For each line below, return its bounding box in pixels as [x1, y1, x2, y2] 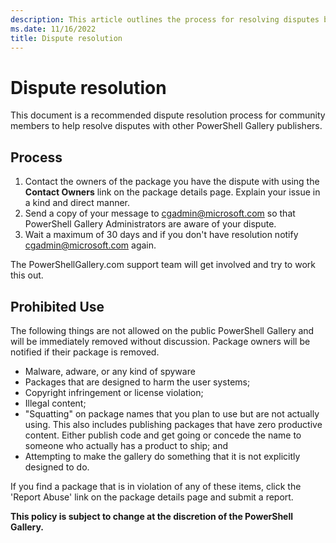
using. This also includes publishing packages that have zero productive [24, 418, 323, 430]
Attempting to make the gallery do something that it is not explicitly [24, 450, 301, 462]
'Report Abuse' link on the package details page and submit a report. [10, 491, 294, 503]
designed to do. [24, 461, 90, 473]
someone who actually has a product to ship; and [24, 439, 228, 451]
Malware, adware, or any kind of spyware [24, 365, 196, 377]
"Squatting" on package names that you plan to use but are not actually [24, 407, 320, 420]
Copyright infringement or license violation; [24, 386, 204, 398]
